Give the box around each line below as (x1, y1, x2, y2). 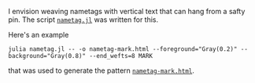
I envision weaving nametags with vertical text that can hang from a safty (8, 7, 246, 16)
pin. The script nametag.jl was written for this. (8, 15, 159, 24)
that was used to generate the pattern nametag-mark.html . (8, 66, 195, 75)
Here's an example (8, 31, 69, 39)
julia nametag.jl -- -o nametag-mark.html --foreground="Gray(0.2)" (8, 45, 238, 53)
